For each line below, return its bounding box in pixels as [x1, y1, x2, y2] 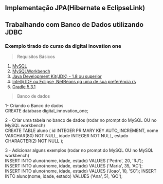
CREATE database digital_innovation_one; [5, 108, 89, 114]
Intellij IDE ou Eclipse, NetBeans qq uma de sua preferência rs [12, 79, 136, 85]
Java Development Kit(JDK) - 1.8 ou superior [12, 74, 102, 79]
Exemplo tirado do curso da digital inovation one [5, 42, 122, 49]
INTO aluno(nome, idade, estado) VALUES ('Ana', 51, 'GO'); [5, 173, 123, 179]
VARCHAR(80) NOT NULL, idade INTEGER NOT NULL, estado [5, 133, 128, 139]
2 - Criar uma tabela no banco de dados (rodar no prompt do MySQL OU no [5, 117, 157, 123]
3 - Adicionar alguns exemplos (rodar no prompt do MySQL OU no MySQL [5, 147, 154, 153]
